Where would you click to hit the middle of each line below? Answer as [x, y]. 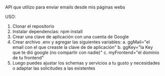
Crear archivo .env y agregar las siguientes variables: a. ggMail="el [81, 42]
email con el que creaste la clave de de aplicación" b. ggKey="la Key [82, 47]
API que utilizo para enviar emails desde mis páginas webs [65, 7]
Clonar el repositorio [33, 26]
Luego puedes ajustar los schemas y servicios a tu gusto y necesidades [86, 63]
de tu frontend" [28, 58]
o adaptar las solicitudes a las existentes [54, 68]
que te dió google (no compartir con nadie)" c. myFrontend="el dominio [86, 52]
